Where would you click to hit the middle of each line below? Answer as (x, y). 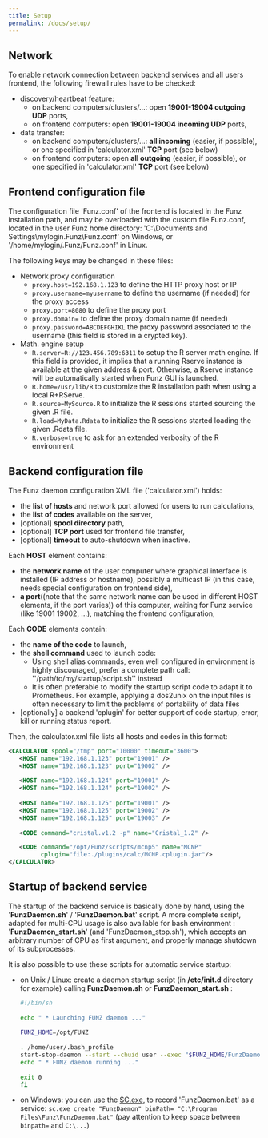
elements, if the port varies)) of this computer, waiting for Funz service (136, 605)
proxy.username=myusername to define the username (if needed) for (141, 293)
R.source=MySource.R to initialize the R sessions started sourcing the (144, 404)
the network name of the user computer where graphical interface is (134, 571)
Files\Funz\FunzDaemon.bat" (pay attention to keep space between (130, 1117)
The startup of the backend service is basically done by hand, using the (126, 906)
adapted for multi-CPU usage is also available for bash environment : (122, 923)
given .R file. (52, 412)
